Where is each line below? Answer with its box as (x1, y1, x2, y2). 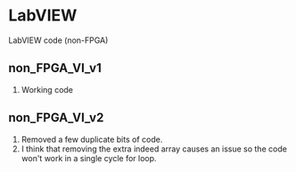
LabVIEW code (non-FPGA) (8, 35, 109, 45)
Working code (21, 84, 73, 94)
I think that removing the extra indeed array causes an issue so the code (21, 143, 287, 154)
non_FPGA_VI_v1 (8, 61, 102, 76)
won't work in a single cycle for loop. (21, 152, 157, 163)
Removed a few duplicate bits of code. (21, 134, 163, 144)
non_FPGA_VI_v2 (8, 111, 104, 126)
